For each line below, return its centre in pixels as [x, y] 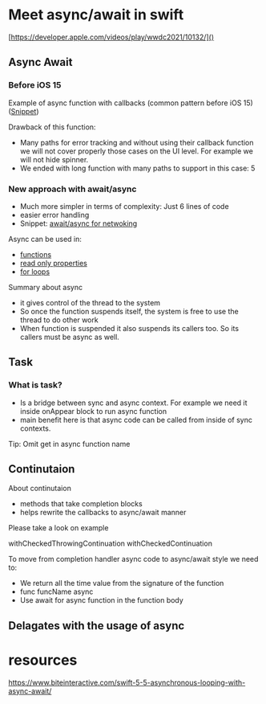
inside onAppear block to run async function [93, 411]
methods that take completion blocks [81, 504]
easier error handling [54, 215]
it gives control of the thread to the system [90, 302]
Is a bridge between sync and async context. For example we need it [133, 403]
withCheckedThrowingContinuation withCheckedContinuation [110, 543]
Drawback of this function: [52, 127]
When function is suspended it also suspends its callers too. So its [129, 328]
